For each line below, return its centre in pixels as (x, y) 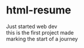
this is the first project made (40, 32)
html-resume (39, 10)
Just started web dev (32, 26)
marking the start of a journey (42, 39)
